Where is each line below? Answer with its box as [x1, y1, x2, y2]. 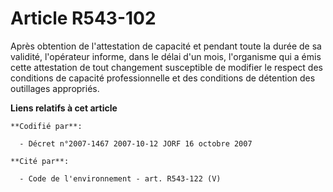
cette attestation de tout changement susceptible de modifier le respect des [10, 61, 323, 73]
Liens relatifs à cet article [10, 102, 118, 114]
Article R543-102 [10, 7, 157, 30]
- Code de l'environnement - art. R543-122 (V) [19, 173, 222, 184]
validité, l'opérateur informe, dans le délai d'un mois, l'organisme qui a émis [10, 50, 322, 62]
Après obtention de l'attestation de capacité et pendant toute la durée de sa [10, 40, 322, 52]
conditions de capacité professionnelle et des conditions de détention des [10, 72, 316, 84]
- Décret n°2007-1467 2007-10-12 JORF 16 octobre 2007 [19, 138, 253, 149]
